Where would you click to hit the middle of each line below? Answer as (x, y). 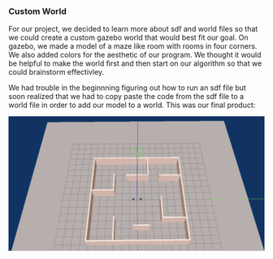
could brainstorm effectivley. (56, 72)
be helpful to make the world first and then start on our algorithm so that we (135, 63)
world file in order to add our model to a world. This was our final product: (132, 105)
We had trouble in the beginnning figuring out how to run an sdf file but (127, 88)
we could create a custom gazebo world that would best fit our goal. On (129, 37)
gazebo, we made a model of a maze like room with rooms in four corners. (133, 46)
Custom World (37, 11)
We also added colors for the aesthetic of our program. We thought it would (135, 55)
